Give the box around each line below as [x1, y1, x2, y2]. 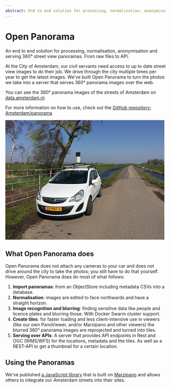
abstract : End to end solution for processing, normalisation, [5, 8, 142, 13]
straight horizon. [12, 300, 47, 306]
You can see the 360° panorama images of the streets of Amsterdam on [5, 89, 156, 95]
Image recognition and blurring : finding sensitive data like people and [12, 305, 160, 312]
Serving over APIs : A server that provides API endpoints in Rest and [12, 332, 156, 339]
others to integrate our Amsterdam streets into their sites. [5, 377, 126, 383]
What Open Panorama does [5, 249, 94, 258]
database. [12, 289, 34, 295]
